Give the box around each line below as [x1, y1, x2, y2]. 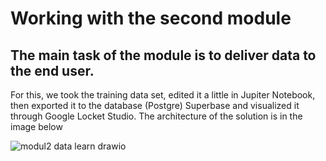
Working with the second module [10, 7, 292, 30]
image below [10, 121, 63, 132]
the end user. [10, 62, 95, 79]
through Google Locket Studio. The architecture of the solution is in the [10, 110, 303, 122]
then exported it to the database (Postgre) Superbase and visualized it [10, 100, 300, 111]
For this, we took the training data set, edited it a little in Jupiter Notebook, [10, 89, 316, 101]
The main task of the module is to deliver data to [10, 47, 317, 64]
